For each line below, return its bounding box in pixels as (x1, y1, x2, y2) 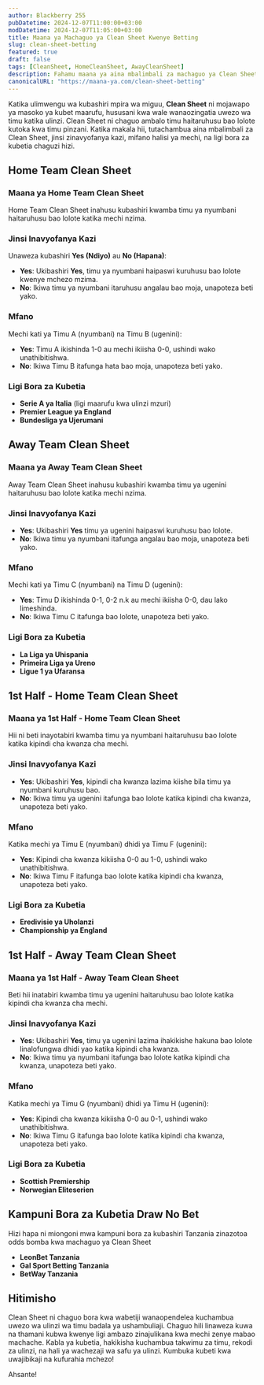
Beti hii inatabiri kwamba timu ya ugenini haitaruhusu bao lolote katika (8, 990, 234, 999)
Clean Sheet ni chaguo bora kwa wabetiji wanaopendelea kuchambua (8, 1313, 234, 1322)
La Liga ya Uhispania (19, 649, 89, 659)
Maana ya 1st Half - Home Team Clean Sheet (8, 712, 181, 723)
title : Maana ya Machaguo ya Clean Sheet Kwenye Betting (8, 33, 199, 42)
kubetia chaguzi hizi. (8, 141, 75, 150)
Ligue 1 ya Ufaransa (19, 667, 85, 676)
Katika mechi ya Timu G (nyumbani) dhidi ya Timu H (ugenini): (8, 1098, 210, 1108)
